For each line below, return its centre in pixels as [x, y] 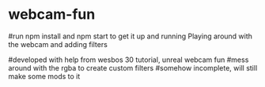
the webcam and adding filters [58, 44]
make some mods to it [44, 76]
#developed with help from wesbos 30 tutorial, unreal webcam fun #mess [129, 60]
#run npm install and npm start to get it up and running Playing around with [131, 36]
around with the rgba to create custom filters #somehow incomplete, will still [133, 67]
